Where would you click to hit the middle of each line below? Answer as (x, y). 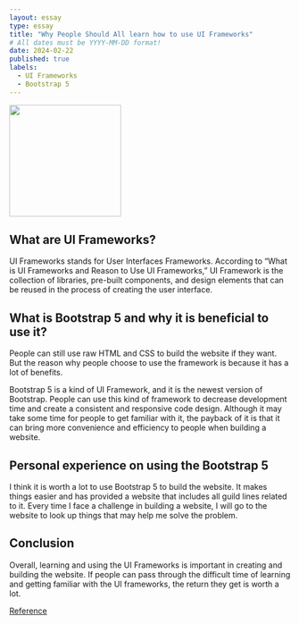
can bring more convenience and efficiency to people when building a (138, 428)
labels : (24, 68)
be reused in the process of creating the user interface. (111, 290)
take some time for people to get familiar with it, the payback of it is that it (145, 418)
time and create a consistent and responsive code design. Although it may (146, 409)
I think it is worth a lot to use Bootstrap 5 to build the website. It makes (138, 487)
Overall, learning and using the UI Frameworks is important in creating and (146, 565)
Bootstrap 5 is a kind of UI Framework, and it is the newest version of (136, 390)
